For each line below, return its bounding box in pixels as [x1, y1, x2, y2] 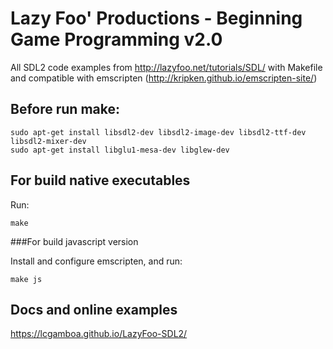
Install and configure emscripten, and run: [10, 255, 183, 267]
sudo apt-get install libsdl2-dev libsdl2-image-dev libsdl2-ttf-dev [10, 127, 307, 137]
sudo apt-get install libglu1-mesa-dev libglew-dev [10, 145, 230, 155]
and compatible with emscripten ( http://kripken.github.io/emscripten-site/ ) [10, 72, 318, 84]
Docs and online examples [10, 301, 178, 318]
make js [10, 274, 43, 284]
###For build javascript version [10, 235, 139, 247]
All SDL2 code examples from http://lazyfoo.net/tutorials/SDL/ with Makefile [10, 61, 323, 73]
